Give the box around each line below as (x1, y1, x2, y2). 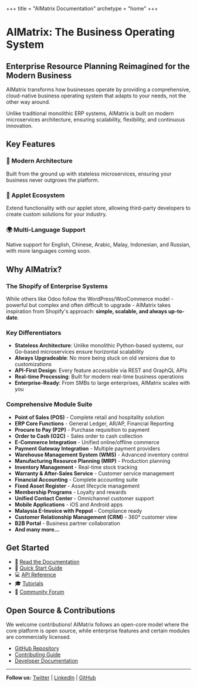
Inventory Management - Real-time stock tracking (14, 463, 138, 471)
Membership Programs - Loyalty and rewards (14, 488, 127, 495)
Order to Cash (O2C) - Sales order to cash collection (14, 432, 142, 439)
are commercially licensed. (6, 634, 72, 641)
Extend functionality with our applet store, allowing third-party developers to (6, 204, 191, 211)
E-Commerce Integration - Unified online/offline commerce (14, 438, 159, 445)
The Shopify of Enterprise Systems (6, 282, 108, 290)
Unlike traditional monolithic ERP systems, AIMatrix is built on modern (6, 110, 174, 117)
